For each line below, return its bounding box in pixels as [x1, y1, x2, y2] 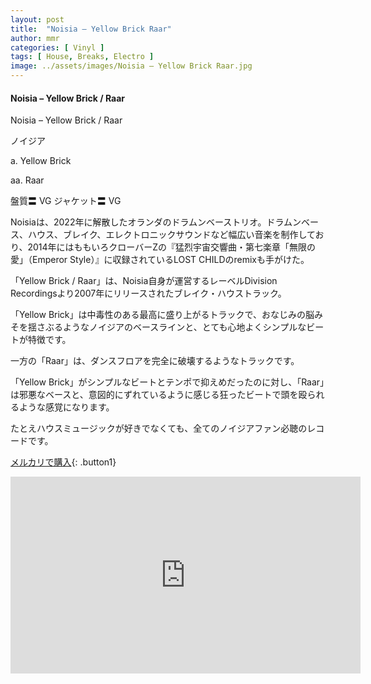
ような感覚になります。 [18, 401, 115, 413]
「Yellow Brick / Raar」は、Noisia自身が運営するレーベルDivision [10, 275, 278, 287]
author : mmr [10, 33, 60, 43]
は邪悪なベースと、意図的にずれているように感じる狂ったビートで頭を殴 [10, 389, 308, 401]
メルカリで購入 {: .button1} [10, 456, 117, 468]
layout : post [10, 14, 65, 25]
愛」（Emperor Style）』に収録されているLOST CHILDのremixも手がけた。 [10, 254, 310, 266]
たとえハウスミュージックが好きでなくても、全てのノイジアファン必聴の [10, 422, 308, 435]
